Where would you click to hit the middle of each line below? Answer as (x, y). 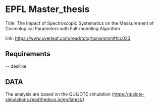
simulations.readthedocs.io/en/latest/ (44, 99)
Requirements (28, 54)
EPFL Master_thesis (47, 9)
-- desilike (16, 66)
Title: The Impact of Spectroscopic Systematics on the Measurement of (79, 23)
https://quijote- (129, 94)
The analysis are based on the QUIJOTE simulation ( (59, 94)
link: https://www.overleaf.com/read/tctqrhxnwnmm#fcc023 (68, 38)
